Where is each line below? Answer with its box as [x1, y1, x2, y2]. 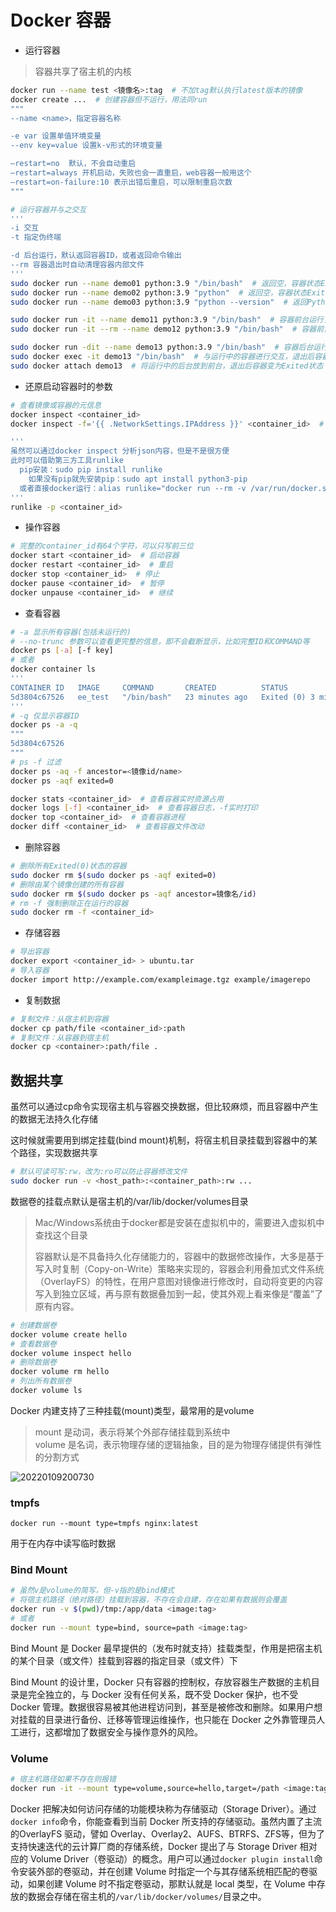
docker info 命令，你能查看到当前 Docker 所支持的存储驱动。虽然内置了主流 [10, 1815, 322, 1827]
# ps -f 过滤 [10, 757, 62, 767]
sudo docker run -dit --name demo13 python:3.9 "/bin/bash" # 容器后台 [10, 342, 314, 353]
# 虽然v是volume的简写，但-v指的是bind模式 [10, 1586, 175, 1596]
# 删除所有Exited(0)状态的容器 [10, 861, 127, 871]
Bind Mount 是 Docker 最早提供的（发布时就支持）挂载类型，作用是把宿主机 [10, 1642, 323, 1654]
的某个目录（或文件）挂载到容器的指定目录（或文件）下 [10, 1654, 238, 1666]
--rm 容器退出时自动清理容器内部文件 [10, 260, 145, 270]
